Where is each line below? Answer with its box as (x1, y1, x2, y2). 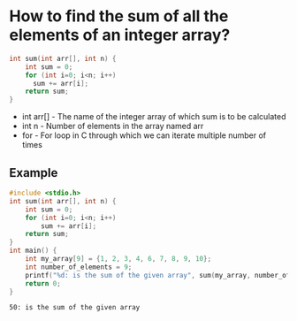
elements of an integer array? (9, 25, 231, 45)
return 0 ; (25, 279, 62, 288)
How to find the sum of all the (9, 6, 229, 27)
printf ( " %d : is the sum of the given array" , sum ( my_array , (25, 271, 251, 279)
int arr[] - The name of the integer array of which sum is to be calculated (21, 111, 286, 122)
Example (9, 165, 58, 180)
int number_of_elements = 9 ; (25, 263, 133, 271)
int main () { (9, 246, 57, 256)
